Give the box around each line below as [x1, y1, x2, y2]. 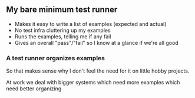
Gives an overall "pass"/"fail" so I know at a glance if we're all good [14, 39, 179, 46]
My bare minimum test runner [6, 5, 118, 15]
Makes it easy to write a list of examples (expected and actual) [14, 20, 167, 27]
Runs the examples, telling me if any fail [14, 32, 111, 40]
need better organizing [6, 85, 62, 92]
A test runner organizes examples [6, 54, 105, 62]
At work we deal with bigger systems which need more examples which [6, 79, 180, 86]
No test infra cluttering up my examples [14, 27, 111, 34]
